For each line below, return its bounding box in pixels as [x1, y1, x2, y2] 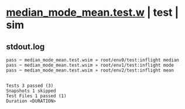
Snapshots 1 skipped [6, 88, 57, 94]
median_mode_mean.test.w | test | [6, 6, 179, 19]
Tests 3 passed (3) [6, 83, 54, 88]
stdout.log [6, 42, 45, 52]
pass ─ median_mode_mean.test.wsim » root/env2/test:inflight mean [6, 67, 174, 73]
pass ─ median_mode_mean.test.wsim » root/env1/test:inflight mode [6, 62, 174, 68]
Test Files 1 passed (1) [6, 93, 67, 99]
